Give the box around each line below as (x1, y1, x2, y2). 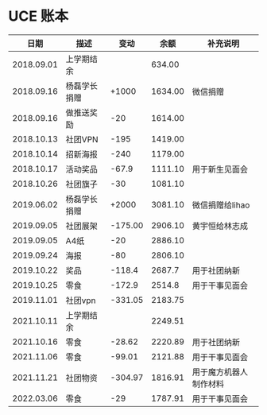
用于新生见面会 (192, 164, 249, 175)
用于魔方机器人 (192, 367, 249, 378)
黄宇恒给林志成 (192, 220, 249, 231)
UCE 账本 (8, 7, 69, 25)
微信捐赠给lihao (192, 200, 250, 211)
